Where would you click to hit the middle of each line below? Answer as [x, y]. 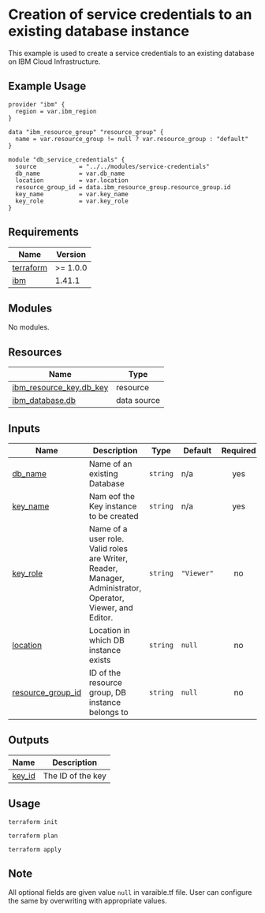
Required [239, 451]
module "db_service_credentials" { [67, 159]
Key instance [113, 506]
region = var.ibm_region [56, 111]
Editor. [101, 618]
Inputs [24, 429]
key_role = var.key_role [72, 201]
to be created [114, 516]
